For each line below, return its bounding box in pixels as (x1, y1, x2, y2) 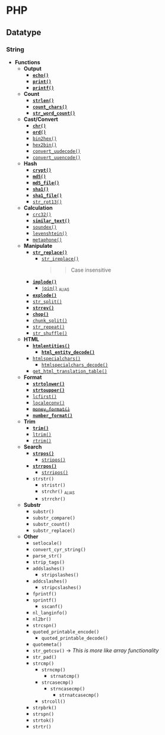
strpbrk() (32, 705, 57, 711)
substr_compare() (32, 515, 75, 521)
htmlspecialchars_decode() (41, 362, 109, 368)
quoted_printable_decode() (41, 635, 109, 641)
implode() (32, 279, 57, 285)
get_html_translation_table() (32, 369, 107, 375)
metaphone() (32, 236, 62, 243)
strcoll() (41, 698, 66, 705)
